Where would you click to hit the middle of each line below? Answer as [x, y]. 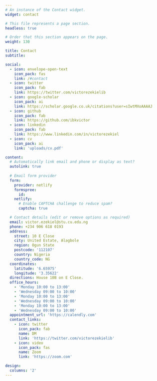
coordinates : [23, 264]
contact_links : [25, 320]
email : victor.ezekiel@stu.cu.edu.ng [49, 222]
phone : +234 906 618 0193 [37, 226]
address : [19, 231]
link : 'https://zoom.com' [45, 357]
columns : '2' [23, 370]
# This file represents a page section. [48, 23]
